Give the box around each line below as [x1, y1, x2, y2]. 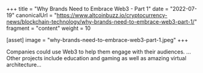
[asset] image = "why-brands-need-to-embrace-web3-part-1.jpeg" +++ [6, 36, 188, 43]
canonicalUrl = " [15, 12, 57, 19]
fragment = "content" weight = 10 [6, 24, 91, 32]
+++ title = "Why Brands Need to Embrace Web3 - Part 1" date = [6, 5, 169, 12]
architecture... [6, 61, 42, 68]
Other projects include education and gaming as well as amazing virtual [6, 55, 186, 61]
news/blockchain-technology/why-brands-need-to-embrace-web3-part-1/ [6, 18, 194, 25]
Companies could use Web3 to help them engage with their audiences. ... [6, 48, 191, 55]
